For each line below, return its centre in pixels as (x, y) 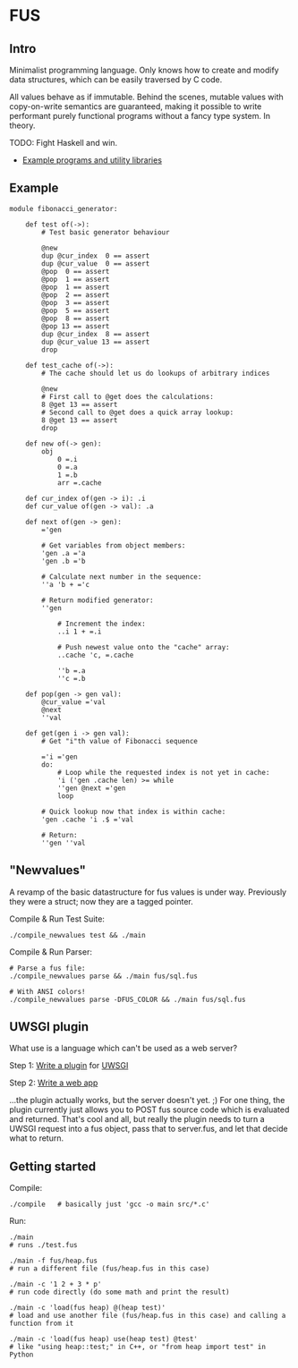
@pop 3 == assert (76, 302)
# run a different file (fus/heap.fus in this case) (110, 1269)
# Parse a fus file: (48, 968)
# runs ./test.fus (43, 1245)
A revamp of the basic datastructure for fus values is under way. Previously (148, 892)
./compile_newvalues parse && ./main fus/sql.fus (104, 976)
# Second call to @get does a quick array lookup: (138, 412)
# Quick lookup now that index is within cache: (134, 811)
